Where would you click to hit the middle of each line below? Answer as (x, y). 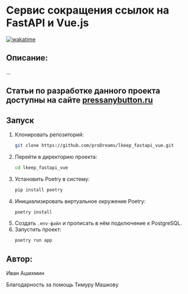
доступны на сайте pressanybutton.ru (80, 100)
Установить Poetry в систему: (52, 179)
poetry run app (33, 241)
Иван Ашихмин (25, 273)
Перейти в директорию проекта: (56, 156)
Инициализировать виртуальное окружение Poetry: (80, 201)
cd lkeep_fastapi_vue (41, 167)
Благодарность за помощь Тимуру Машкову (62, 285)
